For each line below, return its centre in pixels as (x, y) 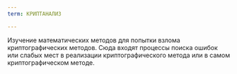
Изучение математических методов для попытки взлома (94, 40)
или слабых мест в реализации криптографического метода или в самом (119, 55)
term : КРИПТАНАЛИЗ (34, 14)
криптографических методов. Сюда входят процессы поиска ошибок (112, 47)
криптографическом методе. (51, 62)
